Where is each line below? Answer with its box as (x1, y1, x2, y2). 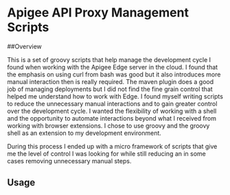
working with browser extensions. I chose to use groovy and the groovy (7, 121, 210, 130)
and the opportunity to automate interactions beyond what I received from (7, 114, 216, 122)
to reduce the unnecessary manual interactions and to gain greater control (7, 99, 218, 107)
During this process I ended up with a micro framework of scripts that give (7, 142, 218, 150)
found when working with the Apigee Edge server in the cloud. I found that (7, 63, 218, 71)
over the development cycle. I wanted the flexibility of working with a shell (7, 107, 217, 115)
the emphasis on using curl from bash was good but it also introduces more (7, 70, 221, 79)
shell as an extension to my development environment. (7, 129, 161, 137)
